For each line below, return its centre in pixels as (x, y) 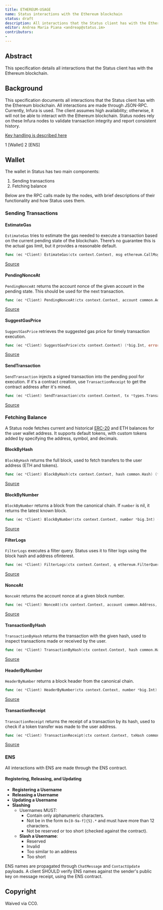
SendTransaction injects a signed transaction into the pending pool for (75, 376)
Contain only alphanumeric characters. (65, 815)
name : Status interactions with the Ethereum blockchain (64, 14)
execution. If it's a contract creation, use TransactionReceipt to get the (76, 381)
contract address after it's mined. (38, 387)
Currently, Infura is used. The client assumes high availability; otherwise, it (79, 110)
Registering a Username (37, 790)
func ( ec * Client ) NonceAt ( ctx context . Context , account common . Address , (81, 605)
